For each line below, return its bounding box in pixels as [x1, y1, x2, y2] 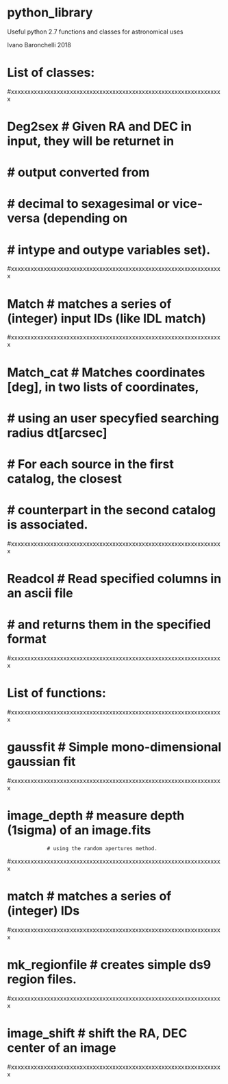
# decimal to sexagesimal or [7, 196, 170, 212]
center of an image [7, 1040, 116, 1055]
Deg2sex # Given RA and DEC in [7, 119, 192, 134]
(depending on [42, 210, 128, 226]
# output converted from [7, 165, 150, 180]
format [7, 631, 47, 647]
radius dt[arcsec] [7, 425, 107, 440]
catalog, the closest [7, 471, 122, 486]
